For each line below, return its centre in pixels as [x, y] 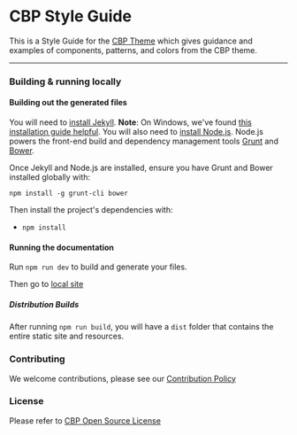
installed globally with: [50, 177]
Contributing [37, 359]
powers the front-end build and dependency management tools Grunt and [144, 141]
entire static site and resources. [67, 336]
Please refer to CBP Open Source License [85, 420]
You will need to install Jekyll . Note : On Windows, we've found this [130, 122]
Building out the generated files [69, 103]
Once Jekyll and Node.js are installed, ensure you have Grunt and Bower [141, 168]
